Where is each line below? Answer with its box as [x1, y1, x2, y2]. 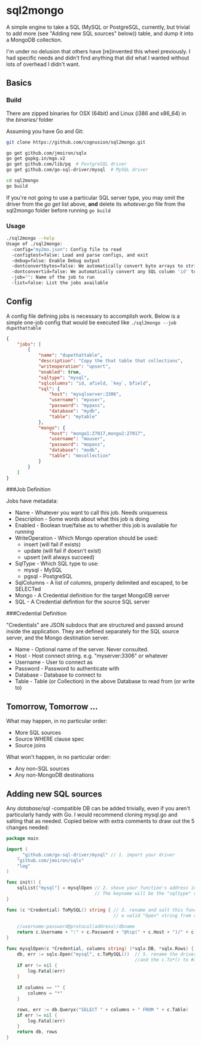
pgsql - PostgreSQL [23, 573, 73, 580]
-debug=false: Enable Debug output [11, 257, 100, 264]
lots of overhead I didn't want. [6, 61, 80, 68]
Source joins [14, 742, 46, 749]
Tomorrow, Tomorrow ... [6, 701, 98, 711]
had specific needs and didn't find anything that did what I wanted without [6, 54, 190, 61]
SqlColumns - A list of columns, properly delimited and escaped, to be [14, 579, 188, 587]
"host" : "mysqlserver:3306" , [48, 391, 121, 398]
